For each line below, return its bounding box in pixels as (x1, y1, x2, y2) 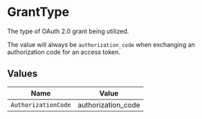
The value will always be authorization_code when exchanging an (7, 40, 196, 48)
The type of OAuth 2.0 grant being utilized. (7, 27, 129, 35)
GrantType (7, 4, 70, 20)
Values (7, 68, 38, 80)
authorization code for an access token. (7, 48, 121, 56)
